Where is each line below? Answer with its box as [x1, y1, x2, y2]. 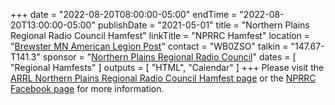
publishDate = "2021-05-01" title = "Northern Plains [97, 19, 310, 31]
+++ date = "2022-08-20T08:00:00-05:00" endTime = [10, 9, 238, 20]
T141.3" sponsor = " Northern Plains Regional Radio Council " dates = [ [10, 51, 297, 63]
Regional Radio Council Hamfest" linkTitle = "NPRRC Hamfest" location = [10, 30, 311, 41]
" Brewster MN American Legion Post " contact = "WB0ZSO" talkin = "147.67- [10, 40, 325, 52]
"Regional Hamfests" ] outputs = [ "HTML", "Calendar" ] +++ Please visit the [10, 62, 325, 73]
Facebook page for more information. [10, 83, 165, 94]
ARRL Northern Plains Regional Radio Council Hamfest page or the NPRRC [10, 72, 317, 84]
